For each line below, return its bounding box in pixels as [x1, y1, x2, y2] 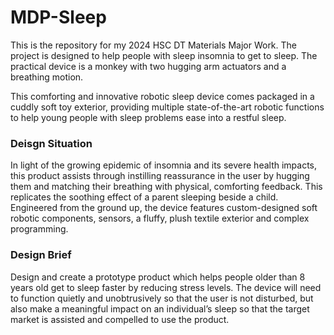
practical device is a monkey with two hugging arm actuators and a [10, 60, 287, 72]
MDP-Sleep [10, 6, 107, 29]
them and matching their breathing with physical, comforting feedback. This [10, 181, 323, 193]
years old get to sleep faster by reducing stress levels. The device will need [10, 281, 322, 293]
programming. [10, 223, 69, 235]
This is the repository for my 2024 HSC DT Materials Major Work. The [10, 39, 298, 51]
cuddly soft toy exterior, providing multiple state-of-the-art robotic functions [10, 101, 325, 113]
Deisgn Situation [10, 136, 93, 150]
